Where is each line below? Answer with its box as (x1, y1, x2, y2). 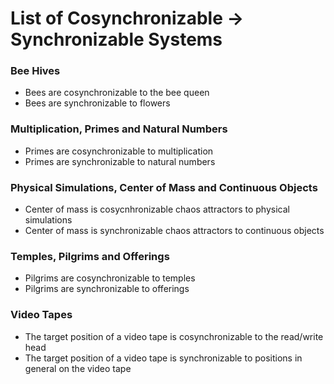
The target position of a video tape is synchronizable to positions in (24, 352, 303, 364)
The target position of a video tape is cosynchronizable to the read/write (24, 330, 324, 342)
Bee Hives (10, 64, 61, 78)
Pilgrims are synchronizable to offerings (24, 283, 190, 295)
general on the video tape (24, 362, 132, 374)
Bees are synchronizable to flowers (24, 97, 171, 109)
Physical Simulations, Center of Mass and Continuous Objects (10, 180, 318, 194)
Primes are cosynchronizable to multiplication (24, 145, 214, 157)
